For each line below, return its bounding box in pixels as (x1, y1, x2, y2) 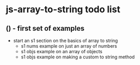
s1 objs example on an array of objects (21, 49, 103, 54)
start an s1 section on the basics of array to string (13, 37, 118, 44)
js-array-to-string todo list (6, 4, 121, 15)
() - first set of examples (6, 24, 85, 33)
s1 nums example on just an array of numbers (21, 43, 117, 49)
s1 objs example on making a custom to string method (21, 54, 135, 60)
